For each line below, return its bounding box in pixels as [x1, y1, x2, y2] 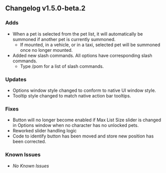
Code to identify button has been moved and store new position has [12, 133, 154, 139]
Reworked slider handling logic [12, 128, 77, 134]
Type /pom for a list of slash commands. [20, 63, 104, 69]
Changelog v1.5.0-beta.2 [5, 4, 86, 13]
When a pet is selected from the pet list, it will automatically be [12, 30, 143, 37]
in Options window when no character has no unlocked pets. [12, 122, 139, 128]
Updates [5, 76, 27, 83]
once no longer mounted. [20, 47, 73, 53]
